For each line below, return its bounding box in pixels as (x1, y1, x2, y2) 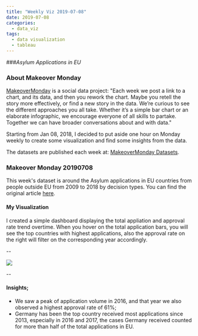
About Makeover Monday (6, 73, 82, 81)
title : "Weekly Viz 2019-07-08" (6, 8, 86, 15)
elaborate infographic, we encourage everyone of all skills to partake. (6, 113, 177, 120)
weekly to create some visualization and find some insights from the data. (6, 137, 187, 144)
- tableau (11, 43, 36, 49)
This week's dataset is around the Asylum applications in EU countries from (6, 177, 192, 184)
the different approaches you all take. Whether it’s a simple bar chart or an (6, 106, 189, 114)
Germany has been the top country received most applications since (14, 310, 184, 317)
